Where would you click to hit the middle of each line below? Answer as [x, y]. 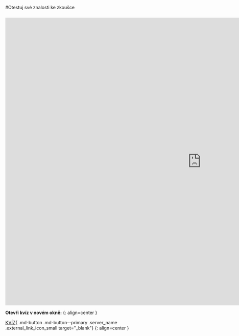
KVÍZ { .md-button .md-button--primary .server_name [61, 322]
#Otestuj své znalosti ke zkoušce [40, 7]
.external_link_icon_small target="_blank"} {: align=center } [67, 328]
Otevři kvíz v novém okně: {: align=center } [51, 312]
